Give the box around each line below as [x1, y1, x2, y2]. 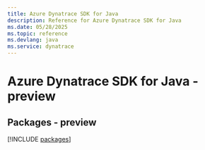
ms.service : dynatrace [7, 43, 74, 50]
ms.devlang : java [7, 37, 59, 44]
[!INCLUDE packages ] [7, 135, 71, 143]
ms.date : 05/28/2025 [7, 23, 69, 30]
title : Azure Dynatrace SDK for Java [7, 10, 119, 18]
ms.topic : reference [7, 30, 69, 37]
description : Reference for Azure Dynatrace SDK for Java [7, 17, 182, 24]
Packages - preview [7, 116, 97, 128]
